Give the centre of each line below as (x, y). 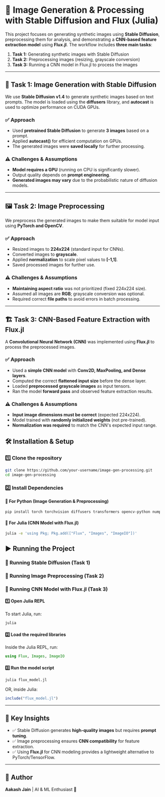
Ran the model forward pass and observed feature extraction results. (82, 391)
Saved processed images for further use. (54, 265)
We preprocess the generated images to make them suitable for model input (82, 221)
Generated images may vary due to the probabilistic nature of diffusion (85, 180)
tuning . (20, 735)
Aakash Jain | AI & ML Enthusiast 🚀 (41, 789)
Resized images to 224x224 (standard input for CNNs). (68, 249)
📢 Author (19, 778)
